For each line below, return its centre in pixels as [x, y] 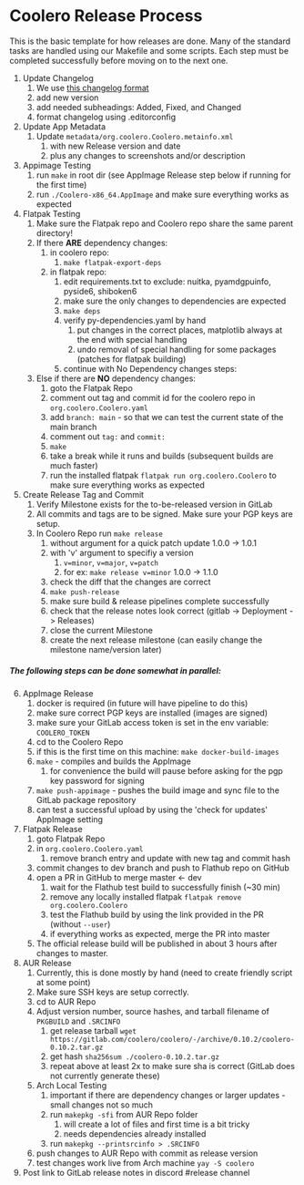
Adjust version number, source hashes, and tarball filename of [153, 1011]
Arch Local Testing [71, 1085]
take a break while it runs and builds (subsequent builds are [162, 456]
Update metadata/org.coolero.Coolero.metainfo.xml [135, 136]
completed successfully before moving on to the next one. [119, 60]
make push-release [85, 592]
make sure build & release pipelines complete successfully [160, 601]
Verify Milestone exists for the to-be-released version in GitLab [154, 504]
